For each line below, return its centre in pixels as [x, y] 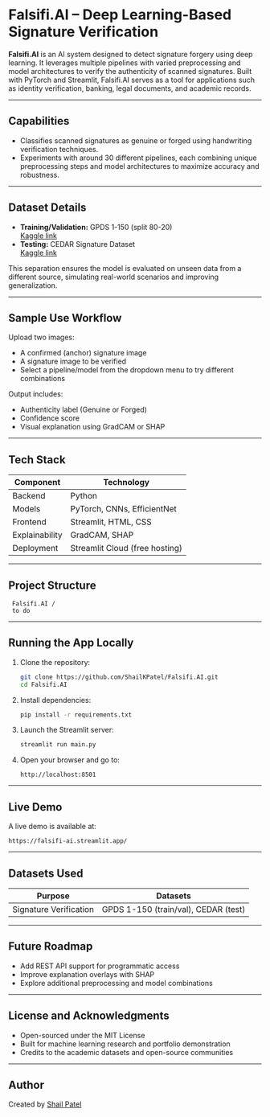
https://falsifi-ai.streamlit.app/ [68, 841]
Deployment [35, 548]
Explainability [37, 535]
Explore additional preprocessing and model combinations [116, 983]
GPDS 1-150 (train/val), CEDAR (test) [174, 909]
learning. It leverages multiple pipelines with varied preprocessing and [125, 63]
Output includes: [36, 394]
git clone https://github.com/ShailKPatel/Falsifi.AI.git [119, 677]
